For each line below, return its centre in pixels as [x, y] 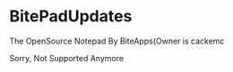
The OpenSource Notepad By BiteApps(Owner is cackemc [117, 41]
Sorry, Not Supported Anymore [66, 58]
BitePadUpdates [71, 16]
